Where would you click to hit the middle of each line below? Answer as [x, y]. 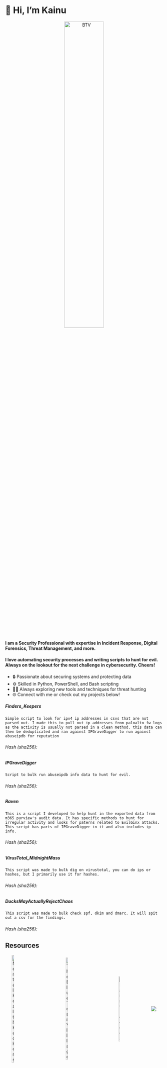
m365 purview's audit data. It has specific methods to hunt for [74, 818]
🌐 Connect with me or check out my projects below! [66, 694]
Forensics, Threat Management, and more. [50, 648]
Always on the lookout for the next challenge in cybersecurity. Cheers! [80, 665]
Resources [22, 946]
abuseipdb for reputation [32, 736]
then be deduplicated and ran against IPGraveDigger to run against [78, 732]
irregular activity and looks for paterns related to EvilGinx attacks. [82, 822]
